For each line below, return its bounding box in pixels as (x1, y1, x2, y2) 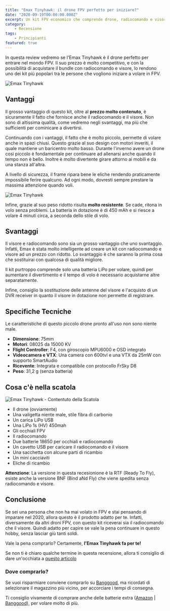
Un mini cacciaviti (12, 455, 50, 460)
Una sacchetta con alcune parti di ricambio (12, 449, 103, 455)
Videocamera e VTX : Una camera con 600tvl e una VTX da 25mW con (12, 352, 161, 358)
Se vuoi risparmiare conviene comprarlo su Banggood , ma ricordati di (5, 580, 150, 586)
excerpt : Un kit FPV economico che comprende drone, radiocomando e (5, 17, 153, 22)
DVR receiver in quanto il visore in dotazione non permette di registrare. (5, 293, 155, 299)
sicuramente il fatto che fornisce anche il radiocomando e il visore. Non (5, 114, 154, 120)
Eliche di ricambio (12, 460, 50, 466)
